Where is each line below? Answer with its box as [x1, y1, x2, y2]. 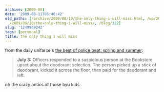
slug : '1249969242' [5, 25, 45, 30]
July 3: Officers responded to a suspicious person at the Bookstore [17, 57, 153, 62]
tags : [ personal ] [5, 30, 41, 34]
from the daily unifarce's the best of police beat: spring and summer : [5, 47, 143, 53]
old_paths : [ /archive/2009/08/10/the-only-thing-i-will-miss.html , [5, 16, 145, 21]
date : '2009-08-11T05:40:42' [5, 12, 64, 16]
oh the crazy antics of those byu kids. [5, 81, 81, 87]
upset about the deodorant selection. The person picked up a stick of [17, 61, 157, 68]
